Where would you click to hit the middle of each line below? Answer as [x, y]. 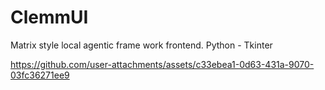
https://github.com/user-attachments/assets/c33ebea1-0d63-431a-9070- [162, 64]
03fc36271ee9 [40, 75]
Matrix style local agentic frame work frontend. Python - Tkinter [141, 45]
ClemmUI [49, 17]
